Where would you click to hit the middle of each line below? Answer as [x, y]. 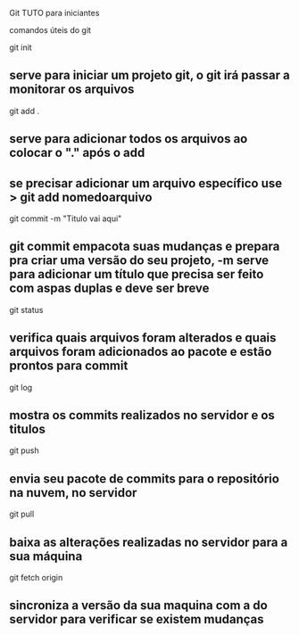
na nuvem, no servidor [73, 493]
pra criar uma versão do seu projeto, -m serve [139, 261]
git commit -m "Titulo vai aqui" [66, 219]
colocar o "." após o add [77, 153]
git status [26, 309]
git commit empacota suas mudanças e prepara [145, 247]
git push [25, 450]
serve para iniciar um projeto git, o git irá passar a [149, 75]
